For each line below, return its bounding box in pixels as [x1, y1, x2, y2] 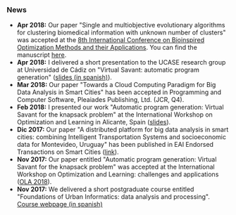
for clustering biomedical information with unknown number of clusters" [16, 28, 226, 37]
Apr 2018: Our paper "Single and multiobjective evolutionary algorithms [16, 21, 225, 30]
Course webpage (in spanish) [16, 200, 103, 209]
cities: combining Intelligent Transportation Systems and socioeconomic [16, 133, 227, 141]
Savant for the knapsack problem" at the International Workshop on [16, 110, 213, 119]
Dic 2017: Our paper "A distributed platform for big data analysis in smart [16, 125, 229, 134]
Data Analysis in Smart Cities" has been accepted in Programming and [16, 88, 222, 96]
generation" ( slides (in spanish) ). [16, 73, 112, 82]
